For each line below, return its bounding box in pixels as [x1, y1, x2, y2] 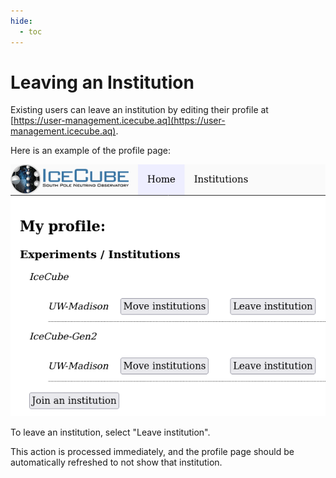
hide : [10, 16, 33, 26]
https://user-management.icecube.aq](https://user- [13, 115, 226, 127]
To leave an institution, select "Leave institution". [10, 426, 211, 439]
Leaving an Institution [10, 71, 195, 94]
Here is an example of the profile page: [10, 145, 172, 157]
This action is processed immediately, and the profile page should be [10, 446, 295, 458]
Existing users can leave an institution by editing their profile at [10, 104, 269, 116]
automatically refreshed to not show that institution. [10, 456, 223, 469]
